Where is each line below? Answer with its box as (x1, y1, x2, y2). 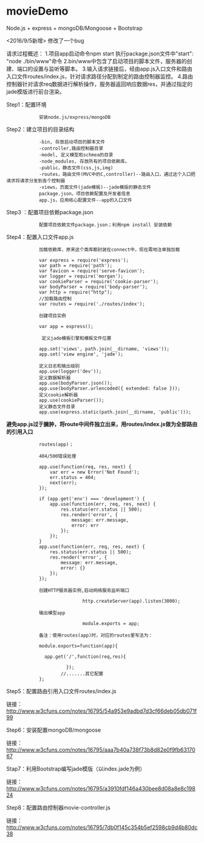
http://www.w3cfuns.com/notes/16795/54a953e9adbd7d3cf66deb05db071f (6, 707, 197, 715)
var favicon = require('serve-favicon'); (38, 268, 146, 274)
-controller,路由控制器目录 (38, 145, 104, 152)
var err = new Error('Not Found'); (49, 469, 140, 475)
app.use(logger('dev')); (38, 368, 102, 374)
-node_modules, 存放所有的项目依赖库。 (38, 158, 130, 164)
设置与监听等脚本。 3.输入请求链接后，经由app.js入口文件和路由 (32, 65, 193, 72)
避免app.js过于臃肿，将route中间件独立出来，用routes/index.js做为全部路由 (6, 420, 198, 427)
